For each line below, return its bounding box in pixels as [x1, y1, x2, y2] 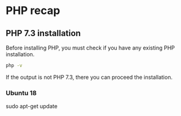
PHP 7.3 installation [6, 28, 81, 38]
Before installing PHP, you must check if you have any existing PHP [6, 44, 175, 51]
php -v [6, 62, 23, 68]
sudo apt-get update [6, 103, 57, 110]
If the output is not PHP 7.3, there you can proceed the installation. [6, 73, 172, 81]
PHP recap [6, 4, 61, 18]
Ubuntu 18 [6, 89, 37, 97]
